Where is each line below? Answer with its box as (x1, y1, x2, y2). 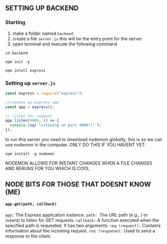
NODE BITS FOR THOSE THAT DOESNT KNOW (5, 180, 151, 189)
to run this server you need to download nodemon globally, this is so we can (5, 137, 162, 143)
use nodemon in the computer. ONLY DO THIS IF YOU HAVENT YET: (5, 142, 146, 148)
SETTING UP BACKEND (5, 4, 79, 12)
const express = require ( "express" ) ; (5, 91, 84, 96)
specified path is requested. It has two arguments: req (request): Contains (5, 222, 161, 229)
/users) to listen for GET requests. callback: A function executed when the (5, 217, 159, 223)
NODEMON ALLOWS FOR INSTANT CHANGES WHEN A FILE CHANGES (5, 160, 152, 166)
